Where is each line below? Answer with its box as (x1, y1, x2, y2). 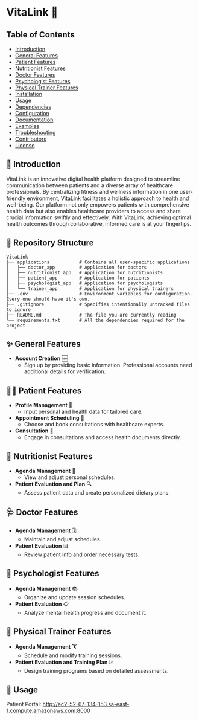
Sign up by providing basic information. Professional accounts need (24, 362, 192, 369)
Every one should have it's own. (6, 296, 90, 302)
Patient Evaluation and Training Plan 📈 (14, 658, 115, 666)
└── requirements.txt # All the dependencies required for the (6, 317, 185, 323)
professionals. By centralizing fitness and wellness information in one (6, 188, 178, 195)
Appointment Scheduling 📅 (14, 414, 84, 422)
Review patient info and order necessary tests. (24, 551, 140, 558)
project (6, 323, 26, 329)
